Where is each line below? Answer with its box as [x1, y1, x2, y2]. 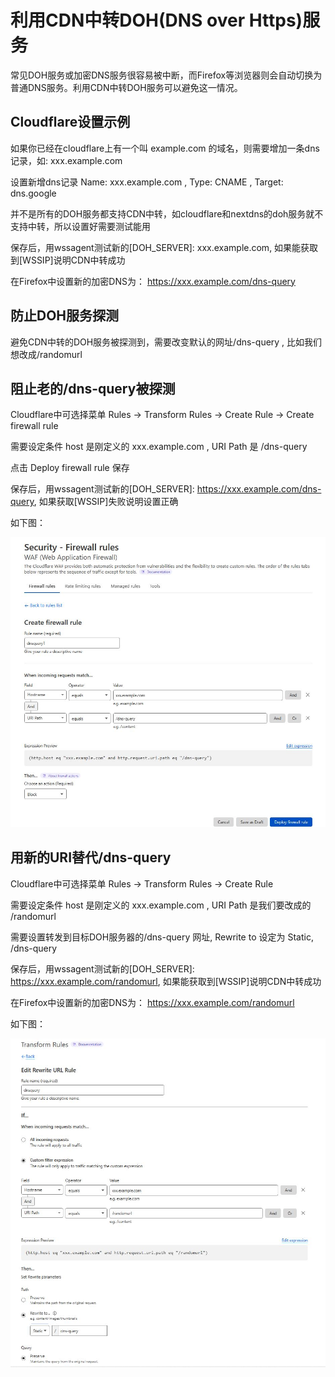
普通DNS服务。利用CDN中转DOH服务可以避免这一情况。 [10, 81, 243, 93]
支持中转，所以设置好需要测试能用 [10, 220, 151, 232]
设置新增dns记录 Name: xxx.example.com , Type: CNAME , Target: [10, 176, 284, 188]
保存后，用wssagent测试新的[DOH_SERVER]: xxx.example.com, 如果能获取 [10, 241, 319, 253]
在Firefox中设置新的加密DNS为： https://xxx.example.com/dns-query [10, 275, 296, 287]
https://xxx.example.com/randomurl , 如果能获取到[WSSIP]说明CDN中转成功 [10, 975, 322, 987]
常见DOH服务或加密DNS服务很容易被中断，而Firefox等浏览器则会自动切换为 [10, 69, 323, 81]
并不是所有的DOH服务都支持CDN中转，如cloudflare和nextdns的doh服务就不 [10, 207, 324, 220]
